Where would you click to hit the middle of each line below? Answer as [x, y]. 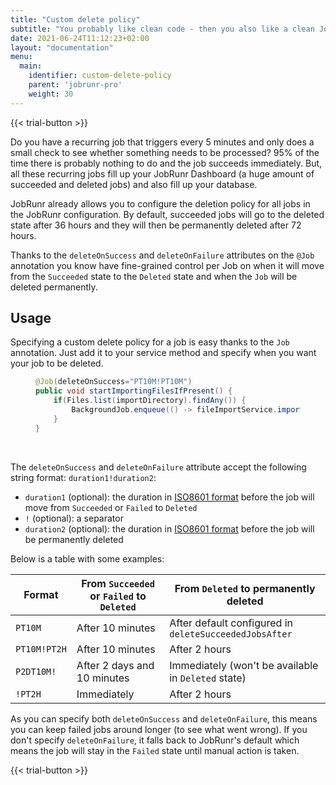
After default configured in [231, 623]
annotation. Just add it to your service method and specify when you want [163, 353]
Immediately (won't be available [244, 665]
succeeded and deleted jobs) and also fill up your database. [134, 184]
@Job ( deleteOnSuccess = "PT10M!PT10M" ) [114, 382]
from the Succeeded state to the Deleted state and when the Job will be [154, 276]
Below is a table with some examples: [87, 558]
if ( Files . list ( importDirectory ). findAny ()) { [150, 401]
